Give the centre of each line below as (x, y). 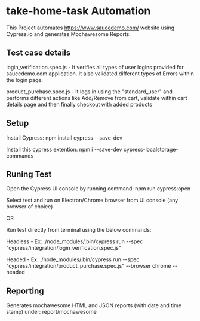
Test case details (39, 53)
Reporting (25, 291)
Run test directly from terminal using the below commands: (79, 230)
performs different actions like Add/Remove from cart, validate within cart (97, 98)
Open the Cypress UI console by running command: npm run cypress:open (99, 189)
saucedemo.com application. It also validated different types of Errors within (100, 74)
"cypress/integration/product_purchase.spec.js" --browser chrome (89, 266)
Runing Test (29, 174)
